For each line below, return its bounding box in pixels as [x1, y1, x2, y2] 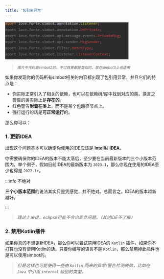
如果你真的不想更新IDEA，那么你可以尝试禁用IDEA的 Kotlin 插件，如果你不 [5, 240, 156, 246]
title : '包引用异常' [5, 8, 43, 13]
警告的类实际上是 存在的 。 [12, 97, 64, 103]
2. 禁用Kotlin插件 [5, 228, 46, 234]
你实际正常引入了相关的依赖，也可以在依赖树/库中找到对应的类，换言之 [12, 91, 156, 96]
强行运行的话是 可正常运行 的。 [12, 109, 72, 115]
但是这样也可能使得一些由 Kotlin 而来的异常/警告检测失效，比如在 [17, 262, 150, 269]
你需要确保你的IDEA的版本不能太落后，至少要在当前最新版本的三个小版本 [5, 155, 152, 161]
